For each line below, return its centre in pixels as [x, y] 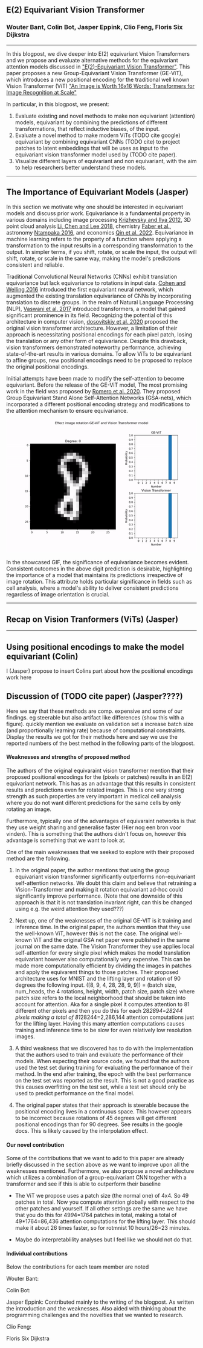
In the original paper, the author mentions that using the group [92, 870]
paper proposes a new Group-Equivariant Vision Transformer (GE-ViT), [95, 73]
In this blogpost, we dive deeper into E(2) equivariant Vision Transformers [98, 53]
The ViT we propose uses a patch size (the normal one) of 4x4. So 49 [102, 1196]
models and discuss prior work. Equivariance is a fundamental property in [98, 213]
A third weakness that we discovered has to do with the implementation [104, 1048]
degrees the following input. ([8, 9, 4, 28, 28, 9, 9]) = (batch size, [95, 985]
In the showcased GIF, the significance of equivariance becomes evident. [98, 562]
